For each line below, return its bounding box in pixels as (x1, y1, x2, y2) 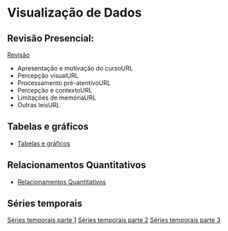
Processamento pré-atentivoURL (17, 79, 111, 87)
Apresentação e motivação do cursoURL (17, 64, 134, 72)
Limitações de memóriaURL (17, 93, 96, 102)
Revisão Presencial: (7, 33, 95, 44)
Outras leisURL (17, 101, 60, 109)
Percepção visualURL (17, 71, 79, 80)
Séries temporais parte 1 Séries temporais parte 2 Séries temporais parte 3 (7, 216, 220, 224)
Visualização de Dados (7, 5, 142, 21)
